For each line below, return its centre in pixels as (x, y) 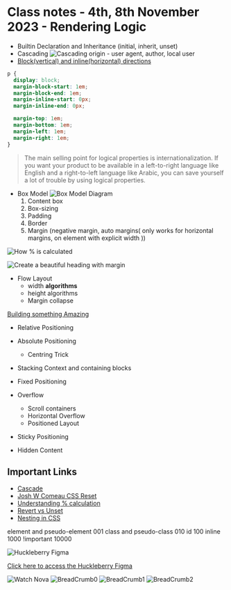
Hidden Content (40, 450)
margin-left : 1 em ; (40, 131)
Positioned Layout (53, 423)
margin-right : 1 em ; (42, 138)
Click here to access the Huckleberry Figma (70, 566)
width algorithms (52, 285)
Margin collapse (51, 301)
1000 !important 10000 (40, 539)
